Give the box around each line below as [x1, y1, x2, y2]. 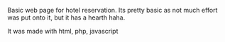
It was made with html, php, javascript [7, 27, 119, 35]
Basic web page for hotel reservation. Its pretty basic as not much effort [7, 6, 218, 14]
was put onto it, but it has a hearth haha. [7, 13, 126, 22]
